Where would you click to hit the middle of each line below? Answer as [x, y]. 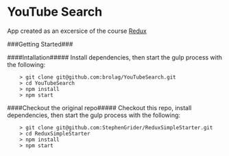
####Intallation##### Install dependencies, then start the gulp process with [115, 57]
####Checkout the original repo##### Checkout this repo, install [99, 107]
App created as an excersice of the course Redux [77, 31]
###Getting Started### [40, 44]
